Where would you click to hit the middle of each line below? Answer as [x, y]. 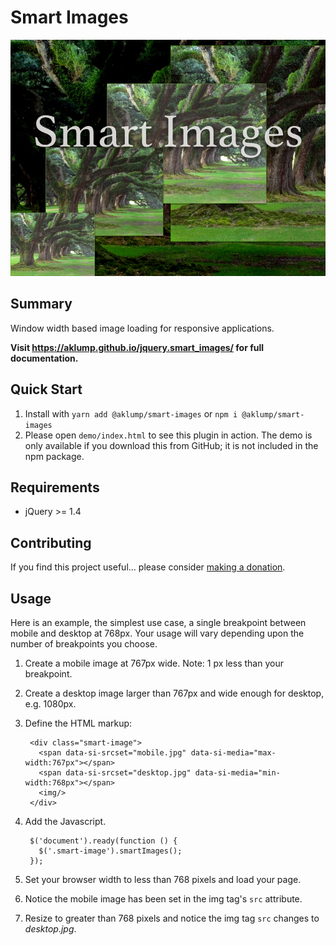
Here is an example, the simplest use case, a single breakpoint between [158, 622]
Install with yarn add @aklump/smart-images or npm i [131, 413]
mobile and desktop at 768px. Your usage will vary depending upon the [157, 633]
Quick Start [46, 389]
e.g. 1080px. [50, 704]
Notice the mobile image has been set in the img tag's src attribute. [163, 899]
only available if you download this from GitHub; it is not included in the [171, 445]
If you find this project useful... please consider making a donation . [148, 567]
